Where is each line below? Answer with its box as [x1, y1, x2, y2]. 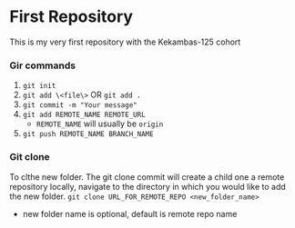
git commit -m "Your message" [22, 101, 138, 110]
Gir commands [9, 59, 76, 72]
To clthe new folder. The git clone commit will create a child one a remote [9, 171, 285, 183]
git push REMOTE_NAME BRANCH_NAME [22, 130, 154, 139]
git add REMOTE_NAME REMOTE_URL [22, 111, 146, 120]
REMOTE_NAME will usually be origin [36, 118, 164, 129]
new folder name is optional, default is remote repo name [22, 208, 238, 219]
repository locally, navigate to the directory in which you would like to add [9, 181, 287, 192]
